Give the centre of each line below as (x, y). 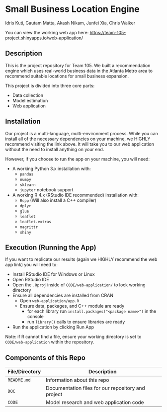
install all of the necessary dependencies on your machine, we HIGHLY (78, 139)
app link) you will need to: (32, 265)
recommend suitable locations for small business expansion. (67, 76)
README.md (19, 380)
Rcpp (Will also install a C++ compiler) (58, 200)
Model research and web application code (95, 403)
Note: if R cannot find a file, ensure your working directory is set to (73, 337)
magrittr (29, 227)
